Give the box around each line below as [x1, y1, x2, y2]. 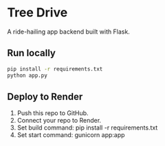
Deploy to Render [7, 90, 83, 102]
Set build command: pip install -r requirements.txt [16, 123, 158, 132]
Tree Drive [7, 5, 68, 21]
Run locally [7, 47, 56, 59]
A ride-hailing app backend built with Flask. [7, 27, 131, 36]
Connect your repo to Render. [16, 117, 102, 125]
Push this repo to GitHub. [16, 109, 89, 117]
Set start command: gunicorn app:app [16, 131, 125, 139]
